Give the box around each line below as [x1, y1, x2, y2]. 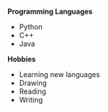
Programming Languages [7, 7, 93, 16]
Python [18, 22, 43, 31]
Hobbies [7, 55, 37, 64]
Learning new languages [18, 70, 100, 79]
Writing [18, 95, 43, 104]
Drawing [18, 79, 47, 87]
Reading [18, 87, 47, 96]
